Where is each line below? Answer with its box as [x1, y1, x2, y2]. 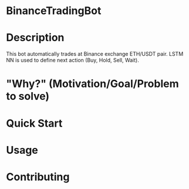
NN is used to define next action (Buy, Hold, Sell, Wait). [6, 57, 139, 64]
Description [6, 31, 65, 45]
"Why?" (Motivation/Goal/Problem [6, 77, 179, 90]
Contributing [6, 170, 70, 183]
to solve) [6, 90, 50, 103]
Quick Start [6, 116, 63, 130]
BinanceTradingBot [6, 4, 102, 18]
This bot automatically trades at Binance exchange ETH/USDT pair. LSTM [6, 50, 184, 58]
